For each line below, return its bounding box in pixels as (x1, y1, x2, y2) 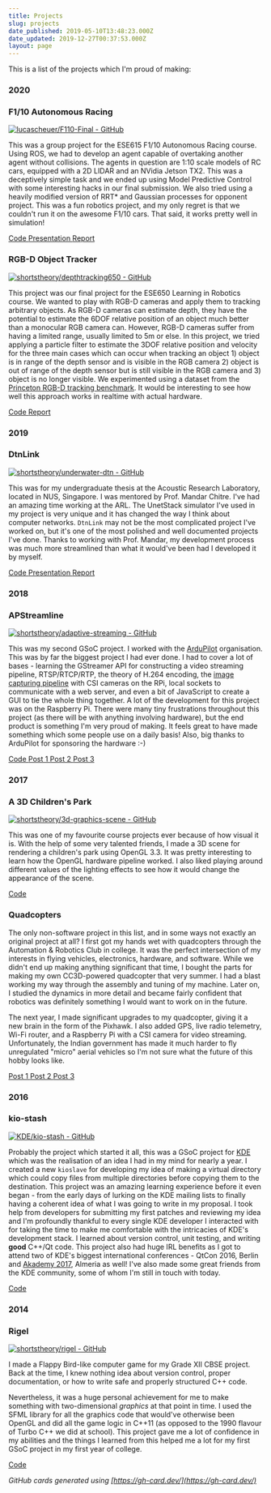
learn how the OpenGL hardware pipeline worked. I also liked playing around (8, 856, 263, 866)
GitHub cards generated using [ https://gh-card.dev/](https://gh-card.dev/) (8, 1476, 257, 1486)
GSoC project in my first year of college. (8, 1444, 142, 1454)
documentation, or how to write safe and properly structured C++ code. (8, 1377, 248, 1387)
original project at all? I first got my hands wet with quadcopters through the (8, 936, 261, 946)
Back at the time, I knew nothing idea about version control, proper (8, 1368, 231, 1378)
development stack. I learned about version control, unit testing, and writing (8, 1233, 261, 1243)
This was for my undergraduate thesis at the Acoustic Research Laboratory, (8, 483, 260, 493)
